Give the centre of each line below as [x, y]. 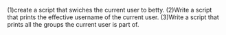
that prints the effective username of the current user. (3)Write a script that [113, 17]
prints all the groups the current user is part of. [73, 24]
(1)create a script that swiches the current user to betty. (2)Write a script [110, 10]
